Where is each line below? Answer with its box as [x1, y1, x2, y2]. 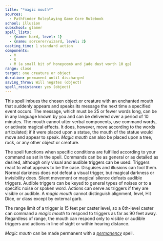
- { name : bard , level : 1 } [9, 35, 62, 40]
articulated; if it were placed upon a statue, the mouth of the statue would [5, 129, 153, 135]
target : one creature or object [5, 71, 71, 76]
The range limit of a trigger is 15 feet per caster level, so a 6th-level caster [5, 205, 154, 211]
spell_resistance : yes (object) [5, 84, 71, 89]
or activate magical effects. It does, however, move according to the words [5, 124, 155, 130]
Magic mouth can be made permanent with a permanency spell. [5, 230, 134, 236]
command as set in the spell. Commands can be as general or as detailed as [5, 154, 159, 160]
